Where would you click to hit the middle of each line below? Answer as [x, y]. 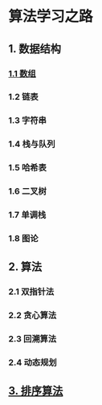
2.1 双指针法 [31, 292]
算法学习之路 [51, 16]
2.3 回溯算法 [33, 339]
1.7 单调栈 [27, 215]
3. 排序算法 [36, 391]
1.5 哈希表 [27, 168]
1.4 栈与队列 [32, 144]
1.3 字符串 [27, 121]
